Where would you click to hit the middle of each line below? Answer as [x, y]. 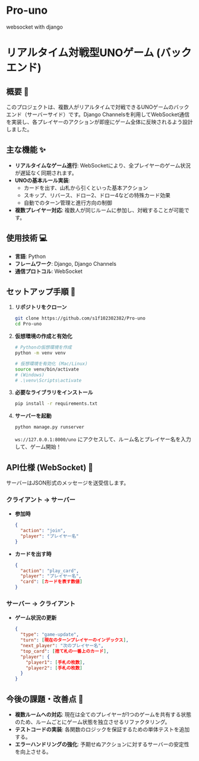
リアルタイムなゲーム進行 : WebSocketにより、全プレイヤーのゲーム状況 [103, 165]
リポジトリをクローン [41, 307]
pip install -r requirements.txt [56, 404]
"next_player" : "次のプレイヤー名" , [62, 646]
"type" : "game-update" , [50, 635]
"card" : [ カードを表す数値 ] [51, 582]
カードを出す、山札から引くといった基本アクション [86, 188]
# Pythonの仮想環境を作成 [43, 347]
